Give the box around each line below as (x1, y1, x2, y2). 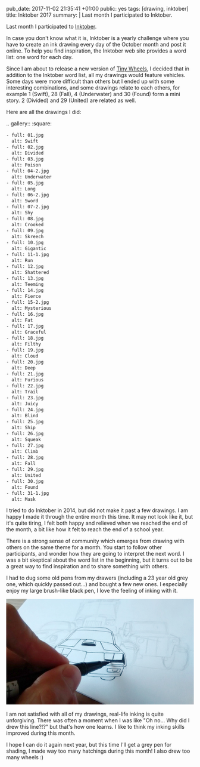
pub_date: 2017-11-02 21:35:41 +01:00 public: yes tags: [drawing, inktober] (6, 5, 189, 12)
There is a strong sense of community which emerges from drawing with (6, 537, 185, 544)
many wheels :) (6, 753, 43, 760)
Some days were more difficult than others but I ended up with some (6, 78, 174, 85)
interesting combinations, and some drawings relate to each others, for (6, 84, 180, 91)
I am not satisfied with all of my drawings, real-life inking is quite (6, 710, 164, 717)
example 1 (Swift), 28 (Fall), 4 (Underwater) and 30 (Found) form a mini (6, 91, 180, 97)
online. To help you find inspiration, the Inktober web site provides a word (6, 47, 186, 54)
